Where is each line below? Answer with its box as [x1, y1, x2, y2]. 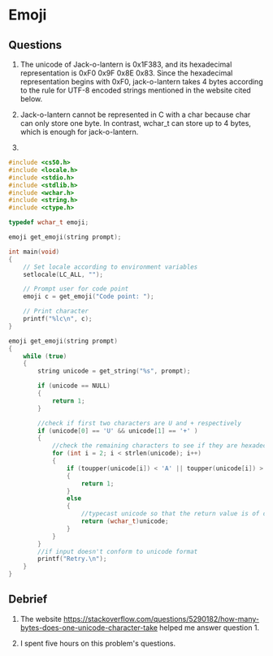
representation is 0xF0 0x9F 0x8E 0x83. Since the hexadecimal [19, 68, 233, 78]
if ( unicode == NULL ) [37, 382, 111, 391]
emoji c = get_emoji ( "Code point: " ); [23, 292, 154, 301]
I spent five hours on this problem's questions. [19, 638, 176, 648]
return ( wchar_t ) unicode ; [80, 517, 169, 525]
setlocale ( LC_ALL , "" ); [23, 270, 104, 278]
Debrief [8, 593, 48, 606]
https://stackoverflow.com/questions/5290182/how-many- [63, 614, 260, 624]
